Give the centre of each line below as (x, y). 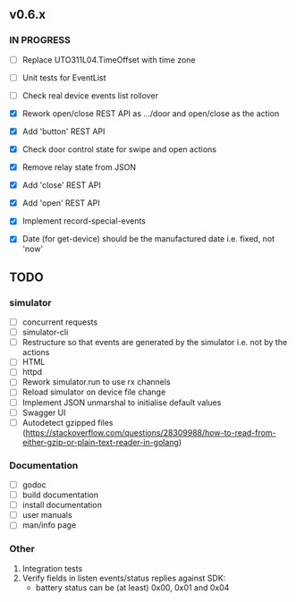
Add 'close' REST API (61, 185)
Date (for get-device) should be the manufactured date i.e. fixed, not (148, 239)
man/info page (49, 525)
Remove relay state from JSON (79, 167)
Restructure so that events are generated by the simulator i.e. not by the (155, 343)
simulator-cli (45, 332)
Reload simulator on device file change (94, 392)
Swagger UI (44, 412)
